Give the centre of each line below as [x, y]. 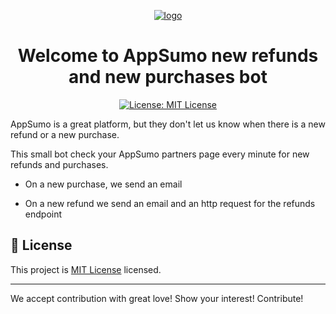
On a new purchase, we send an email [103, 184]
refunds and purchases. [59, 164]
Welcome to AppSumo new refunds [168, 56]
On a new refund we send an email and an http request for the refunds [170, 203]
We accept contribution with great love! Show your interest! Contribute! [157, 298]
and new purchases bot [168, 77]
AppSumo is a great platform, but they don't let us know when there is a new [168, 124]
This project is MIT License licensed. [86, 269]
